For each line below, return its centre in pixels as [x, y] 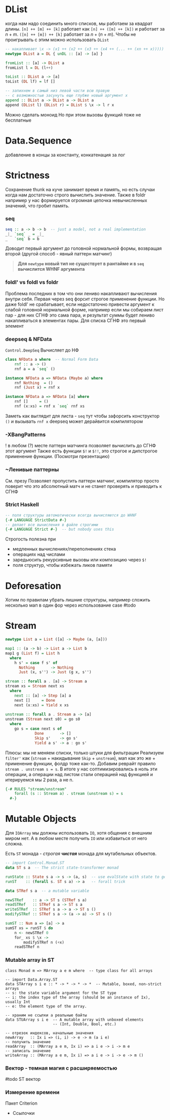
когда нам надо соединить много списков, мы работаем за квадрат [79, 23]
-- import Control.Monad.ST [35, 863]
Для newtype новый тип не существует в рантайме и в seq [81, 264]
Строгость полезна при [31, 539]
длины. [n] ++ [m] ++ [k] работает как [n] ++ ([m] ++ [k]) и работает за [85, 28]
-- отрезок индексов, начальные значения [50, 1033]
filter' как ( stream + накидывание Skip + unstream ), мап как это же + [80, 758]
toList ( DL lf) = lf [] [30, 82]
